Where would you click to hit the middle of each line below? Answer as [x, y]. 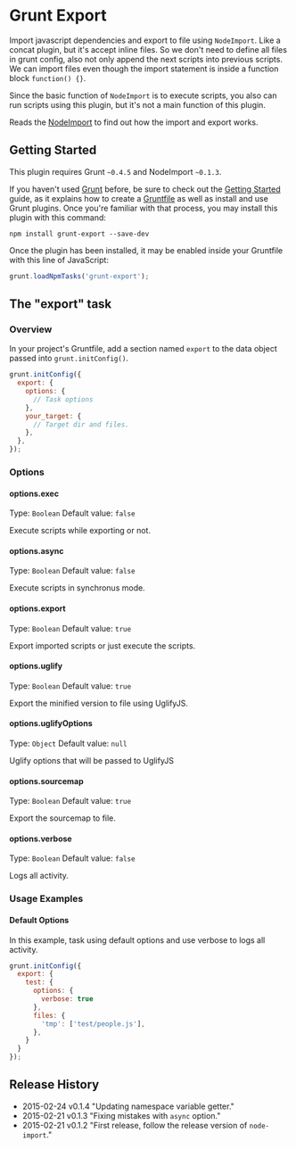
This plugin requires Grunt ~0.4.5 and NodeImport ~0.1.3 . [115, 171]
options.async [37, 550]
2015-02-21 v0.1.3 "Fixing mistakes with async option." [121, 1115]
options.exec [34, 493]
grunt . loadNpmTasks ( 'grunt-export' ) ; [79, 276]
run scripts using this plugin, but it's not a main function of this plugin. [137, 104]
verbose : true [67, 999]
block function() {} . [48, 78]
